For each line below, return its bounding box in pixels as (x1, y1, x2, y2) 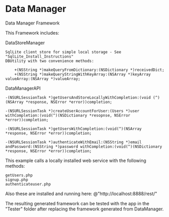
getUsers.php (5, 173, 33, 178)
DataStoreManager (5, 39, 45, 46)
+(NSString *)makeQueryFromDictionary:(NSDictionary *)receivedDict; (14, 67, 165, 72)
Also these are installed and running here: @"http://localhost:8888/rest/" (5, 191, 157, 197)
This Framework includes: (5, 30, 59, 36)
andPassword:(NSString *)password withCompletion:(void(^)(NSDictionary (5, 144, 162, 149)
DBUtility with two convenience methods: (5, 58, 94, 64)
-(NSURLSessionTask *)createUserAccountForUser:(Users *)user (5, 108, 140, 114)
